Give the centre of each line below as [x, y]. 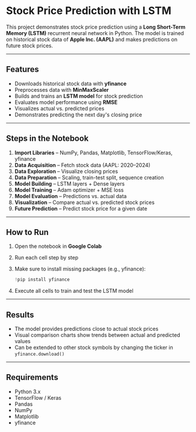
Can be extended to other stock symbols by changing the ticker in [94, 348]
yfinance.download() [39, 354]
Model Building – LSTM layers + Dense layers [69, 184]
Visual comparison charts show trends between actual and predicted [97, 335]
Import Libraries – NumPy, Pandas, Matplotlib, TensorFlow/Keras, [94, 153]
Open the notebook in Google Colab [58, 246]
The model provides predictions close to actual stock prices [86, 329]
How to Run [27, 232]
